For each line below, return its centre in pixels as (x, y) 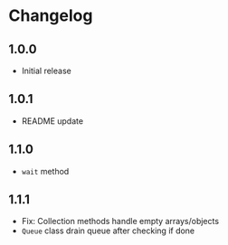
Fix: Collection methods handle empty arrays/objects (120, 221)
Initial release (46, 71)
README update (52, 121)
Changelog (51, 16)
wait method (45, 171)
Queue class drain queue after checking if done (108, 231)
